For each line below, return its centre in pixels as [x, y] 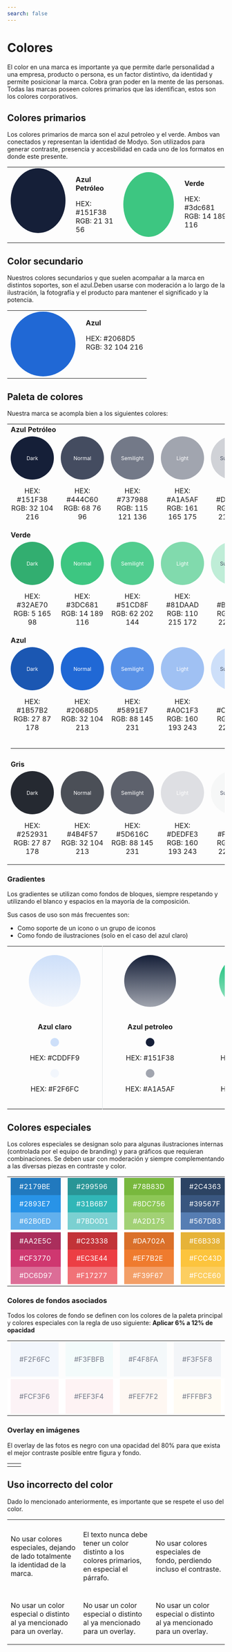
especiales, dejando [43, 1547]
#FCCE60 [205, 1275]
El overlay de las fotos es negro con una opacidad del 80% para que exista [114, 1445]
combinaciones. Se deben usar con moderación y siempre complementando [116, 1159]
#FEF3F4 [89, 1396]
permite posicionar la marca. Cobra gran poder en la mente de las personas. [116, 82]
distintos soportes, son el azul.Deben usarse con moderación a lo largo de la [116, 285]
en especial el [106, 1569]
